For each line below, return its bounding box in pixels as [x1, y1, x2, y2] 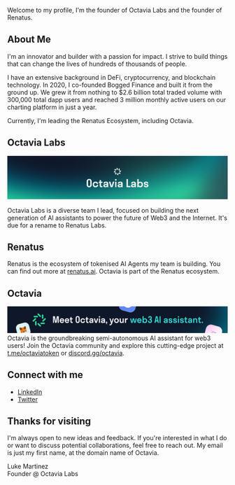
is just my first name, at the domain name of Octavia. [7, 449, 159, 457]
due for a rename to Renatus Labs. [7, 220, 107, 230]
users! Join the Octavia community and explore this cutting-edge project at [7, 341, 224, 349]
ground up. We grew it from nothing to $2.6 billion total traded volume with [7, 87, 222, 97]
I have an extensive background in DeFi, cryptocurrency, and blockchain [7, 73, 216, 81]
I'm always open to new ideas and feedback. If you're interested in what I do [7, 434, 227, 442]
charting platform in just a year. [7, 103, 97, 111]
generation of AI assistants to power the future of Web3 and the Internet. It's [7, 213, 227, 222]
